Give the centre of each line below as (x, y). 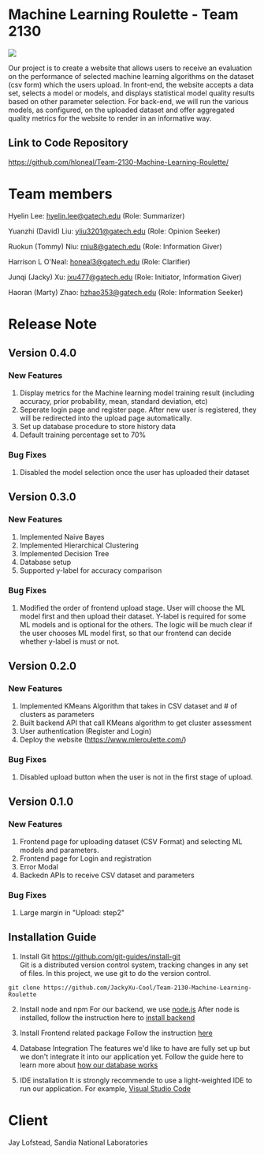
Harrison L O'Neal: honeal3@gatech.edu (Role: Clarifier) (99, 261)
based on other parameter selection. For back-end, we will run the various (128, 101)
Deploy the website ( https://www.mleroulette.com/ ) (103, 739)
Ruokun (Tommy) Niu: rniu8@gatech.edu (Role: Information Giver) (115, 246)
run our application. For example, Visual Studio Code (105, 1088)
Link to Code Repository (68, 143)
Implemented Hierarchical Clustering (79, 545)
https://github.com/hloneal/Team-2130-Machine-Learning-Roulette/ (119, 162)
